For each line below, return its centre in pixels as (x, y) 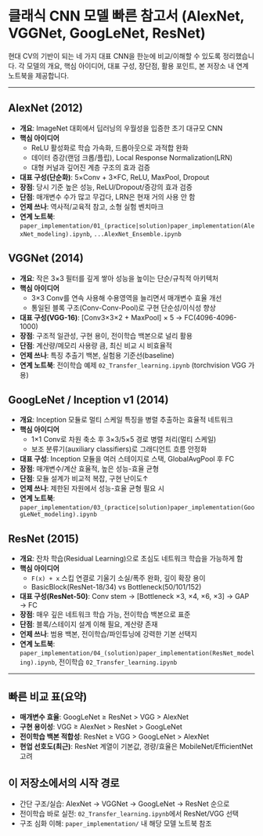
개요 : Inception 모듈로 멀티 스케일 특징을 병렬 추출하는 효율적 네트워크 (126, 420)
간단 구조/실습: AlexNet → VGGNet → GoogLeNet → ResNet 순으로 (124, 803)
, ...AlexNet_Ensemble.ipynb (135, 233)
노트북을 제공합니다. (38, 75)
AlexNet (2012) (46, 108)
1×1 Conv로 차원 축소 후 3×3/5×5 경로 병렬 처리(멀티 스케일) (124, 440)
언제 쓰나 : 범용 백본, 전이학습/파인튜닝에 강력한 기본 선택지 (108, 634)
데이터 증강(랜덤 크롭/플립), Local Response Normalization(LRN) (132, 157)
